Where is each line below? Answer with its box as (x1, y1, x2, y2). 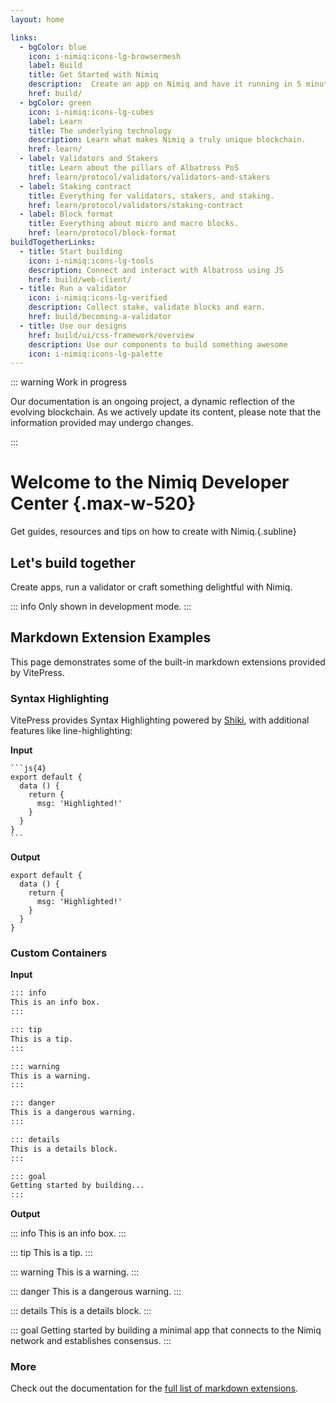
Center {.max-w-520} (10, 492, 197, 515)
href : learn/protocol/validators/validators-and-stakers (28, 172, 271, 182)
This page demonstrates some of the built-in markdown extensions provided (10, 656, 326, 668)
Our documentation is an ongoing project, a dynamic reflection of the (10, 396, 296, 408)
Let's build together (10, 554, 136, 571)
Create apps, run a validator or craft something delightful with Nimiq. (10, 581, 293, 593)
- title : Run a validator (19, 284, 128, 294)
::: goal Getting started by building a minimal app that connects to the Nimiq (10, 1324, 322, 1336)
